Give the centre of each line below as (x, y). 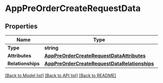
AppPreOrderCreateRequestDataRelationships (99, 63)
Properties (21, 26)
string (51, 48)
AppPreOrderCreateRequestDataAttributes (95, 56)
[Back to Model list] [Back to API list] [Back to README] (61, 76)
